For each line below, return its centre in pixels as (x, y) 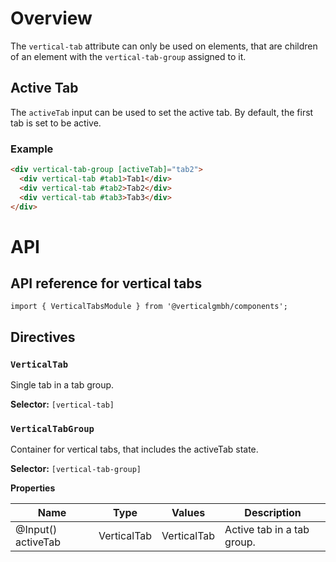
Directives (43, 337)
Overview (51, 18)
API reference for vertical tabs (106, 283)
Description (273, 513)
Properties (33, 488)
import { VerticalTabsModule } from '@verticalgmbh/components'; (149, 307)
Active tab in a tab (267, 530)
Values (188, 513)
